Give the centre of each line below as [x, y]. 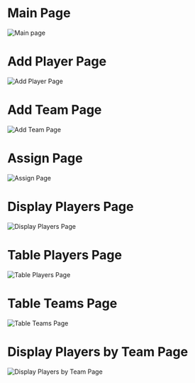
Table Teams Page [62, 303]
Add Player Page [57, 61]
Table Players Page [65, 255]
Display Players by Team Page [98, 351]
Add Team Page [55, 110]
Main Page [39, 13]
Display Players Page [71, 206]
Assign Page [45, 158]
